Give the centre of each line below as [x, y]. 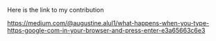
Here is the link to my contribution [56, 10]
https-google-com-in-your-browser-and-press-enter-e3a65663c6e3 [106, 30]
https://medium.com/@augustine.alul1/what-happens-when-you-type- [108, 23]
